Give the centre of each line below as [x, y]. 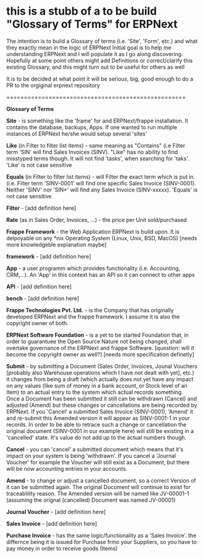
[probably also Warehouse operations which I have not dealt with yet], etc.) [100, 373]
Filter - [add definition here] [41, 208]
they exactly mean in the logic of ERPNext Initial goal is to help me [89, 48]
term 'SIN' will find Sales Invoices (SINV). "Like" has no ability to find [92, 152]
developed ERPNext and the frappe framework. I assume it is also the [93, 317]
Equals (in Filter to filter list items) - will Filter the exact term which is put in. [101, 177]
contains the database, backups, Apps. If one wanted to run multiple [92, 127]
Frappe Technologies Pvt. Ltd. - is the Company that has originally [90, 310]
